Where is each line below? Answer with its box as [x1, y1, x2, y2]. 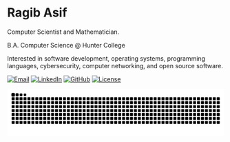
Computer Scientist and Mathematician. [7, 28, 120, 36]
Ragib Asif [7, 5, 67, 21]
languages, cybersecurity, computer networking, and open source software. [7, 61, 224, 70]
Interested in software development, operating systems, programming [7, 54, 205, 63]
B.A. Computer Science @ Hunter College [7, 41, 125, 49]
